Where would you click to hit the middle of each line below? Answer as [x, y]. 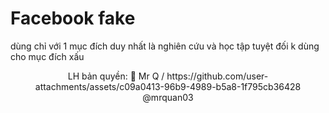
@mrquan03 [168, 97]
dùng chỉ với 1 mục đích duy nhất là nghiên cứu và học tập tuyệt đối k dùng [165, 46]
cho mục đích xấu [47, 56]
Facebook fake [73, 18]
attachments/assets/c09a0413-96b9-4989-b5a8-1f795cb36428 [168, 86]
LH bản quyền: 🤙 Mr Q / [116, 76]
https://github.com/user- [217, 76]
